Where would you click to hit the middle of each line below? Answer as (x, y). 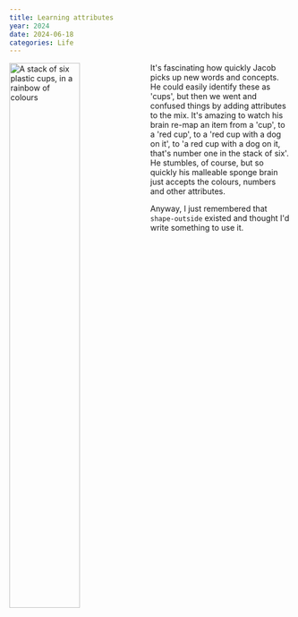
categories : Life (42, 42)
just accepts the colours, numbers (213, 182)
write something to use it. (197, 228)
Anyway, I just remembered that (209, 209)
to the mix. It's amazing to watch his (217, 115)
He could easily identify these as (211, 87)
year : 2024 (30, 26)
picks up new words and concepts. (215, 78)
